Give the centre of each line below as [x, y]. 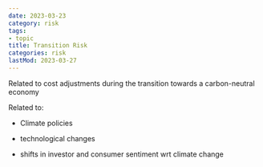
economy [24, 92]
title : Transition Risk [48, 46]
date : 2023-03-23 [37, 16]
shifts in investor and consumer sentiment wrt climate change [122, 154]
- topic [21, 38]
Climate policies [47, 123]
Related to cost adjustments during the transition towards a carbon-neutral [131, 83]
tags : [17, 31]
